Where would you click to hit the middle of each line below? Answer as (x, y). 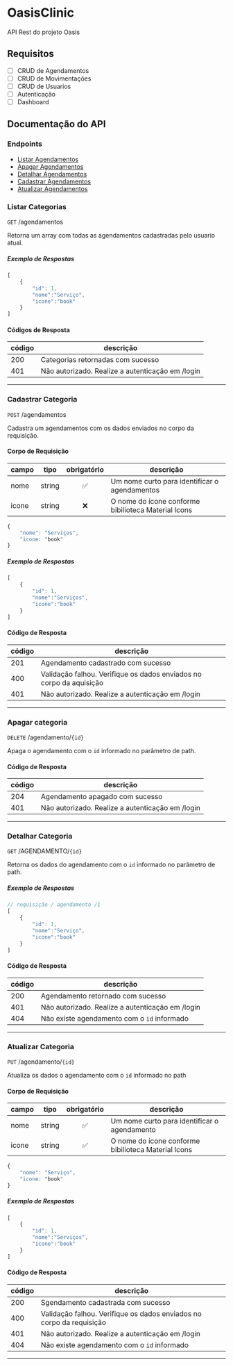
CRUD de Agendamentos (53, 70)
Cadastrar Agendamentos (54, 181)
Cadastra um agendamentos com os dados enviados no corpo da (101, 428)
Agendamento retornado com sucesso (103, 996)
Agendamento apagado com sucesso (102, 797)
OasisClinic (41, 13)
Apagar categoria (37, 722)
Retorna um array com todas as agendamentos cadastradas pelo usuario (111, 236)
